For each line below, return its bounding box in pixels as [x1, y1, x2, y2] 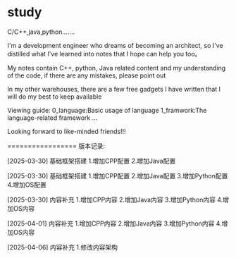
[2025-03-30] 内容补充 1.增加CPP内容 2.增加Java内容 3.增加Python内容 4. [7, 195, 223, 204]
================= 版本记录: [7, 142, 106, 150]
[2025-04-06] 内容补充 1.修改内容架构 [7, 242, 118, 251]
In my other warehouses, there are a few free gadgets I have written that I [7, 85, 221, 93]
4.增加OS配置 [7, 180, 47, 189]
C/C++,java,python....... [7, 27, 75, 36]
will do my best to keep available [7, 92, 102, 101]
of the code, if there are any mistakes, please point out [7, 71, 166, 80]
